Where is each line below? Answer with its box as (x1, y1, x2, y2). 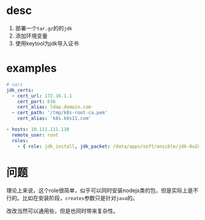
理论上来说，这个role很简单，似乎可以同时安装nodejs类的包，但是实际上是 (6, 187, 193, 194)
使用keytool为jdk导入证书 (15, 40, 79, 47)
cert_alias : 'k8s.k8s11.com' (17, 115, 92, 122)
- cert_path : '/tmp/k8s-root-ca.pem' (12, 110, 108, 116)
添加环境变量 (15, 32, 48, 40)
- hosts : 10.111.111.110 (6, 126, 70, 132)
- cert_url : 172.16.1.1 (12, 92, 72, 99)
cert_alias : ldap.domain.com (17, 104, 92, 110)
